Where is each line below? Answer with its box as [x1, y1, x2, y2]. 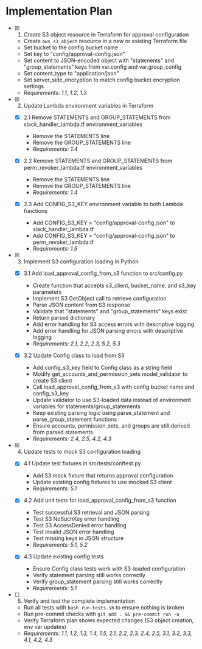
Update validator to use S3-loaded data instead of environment [32, 397, 191, 404]
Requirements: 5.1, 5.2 [32, 541, 88, 549]
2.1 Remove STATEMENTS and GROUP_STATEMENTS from [23, 114, 171, 121]
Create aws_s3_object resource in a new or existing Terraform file [23, 37, 187, 44]
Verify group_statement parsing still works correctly [32, 578, 162, 585]
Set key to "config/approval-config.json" [23, 50, 125, 57]
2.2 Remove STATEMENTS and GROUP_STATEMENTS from [23, 157, 173, 164]
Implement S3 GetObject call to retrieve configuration [32, 295, 167, 302]
